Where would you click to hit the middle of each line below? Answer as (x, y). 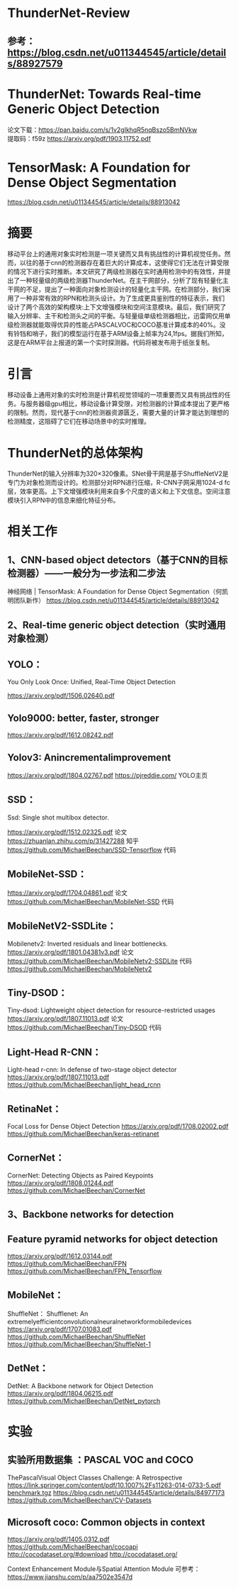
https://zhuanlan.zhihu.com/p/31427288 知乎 (73, 841)
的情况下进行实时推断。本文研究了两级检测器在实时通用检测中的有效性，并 (116, 272)
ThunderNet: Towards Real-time (104, 94)
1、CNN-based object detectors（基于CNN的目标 (118, 560)
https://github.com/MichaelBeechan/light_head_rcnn (84, 1085)
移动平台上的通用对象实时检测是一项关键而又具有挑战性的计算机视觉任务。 (116, 254)
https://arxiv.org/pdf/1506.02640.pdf (61, 695)
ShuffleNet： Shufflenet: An (48, 1314)
